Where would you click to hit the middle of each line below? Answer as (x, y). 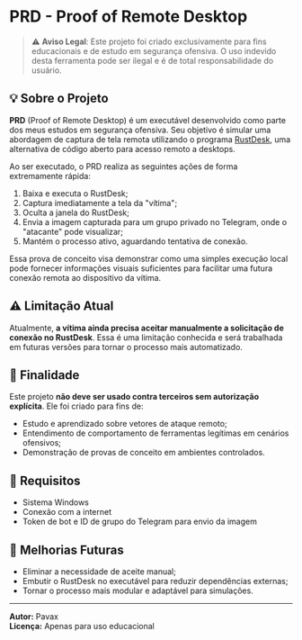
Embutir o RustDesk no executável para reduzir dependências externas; (155, 581)
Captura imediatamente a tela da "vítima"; (100, 203)
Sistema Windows (56, 502)
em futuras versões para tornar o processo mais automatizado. (126, 347)
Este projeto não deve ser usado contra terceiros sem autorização (134, 397)
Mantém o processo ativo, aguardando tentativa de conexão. (135, 241)
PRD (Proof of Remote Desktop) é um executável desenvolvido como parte (147, 120)
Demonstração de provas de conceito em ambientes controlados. (143, 453)
